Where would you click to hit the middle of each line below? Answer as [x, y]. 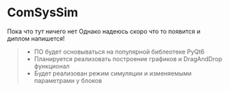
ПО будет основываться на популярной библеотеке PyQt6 [119, 52]
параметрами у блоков [68, 80]
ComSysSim [43, 13]
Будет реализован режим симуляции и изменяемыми [113, 73]
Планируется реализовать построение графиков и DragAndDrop [128, 58]
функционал [52, 66]
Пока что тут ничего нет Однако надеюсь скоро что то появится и [104, 31]
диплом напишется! [36, 38]
